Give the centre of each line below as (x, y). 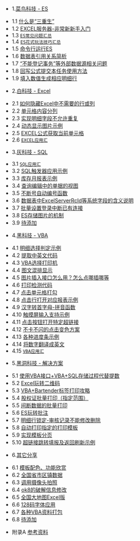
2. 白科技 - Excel (31, 91)
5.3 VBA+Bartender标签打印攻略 (51, 390)
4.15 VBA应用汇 (28, 351)
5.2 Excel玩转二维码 (36, 383)
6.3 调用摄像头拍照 (35, 482)
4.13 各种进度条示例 (35, 337)
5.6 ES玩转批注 (30, 413)
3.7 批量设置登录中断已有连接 (47, 208)
